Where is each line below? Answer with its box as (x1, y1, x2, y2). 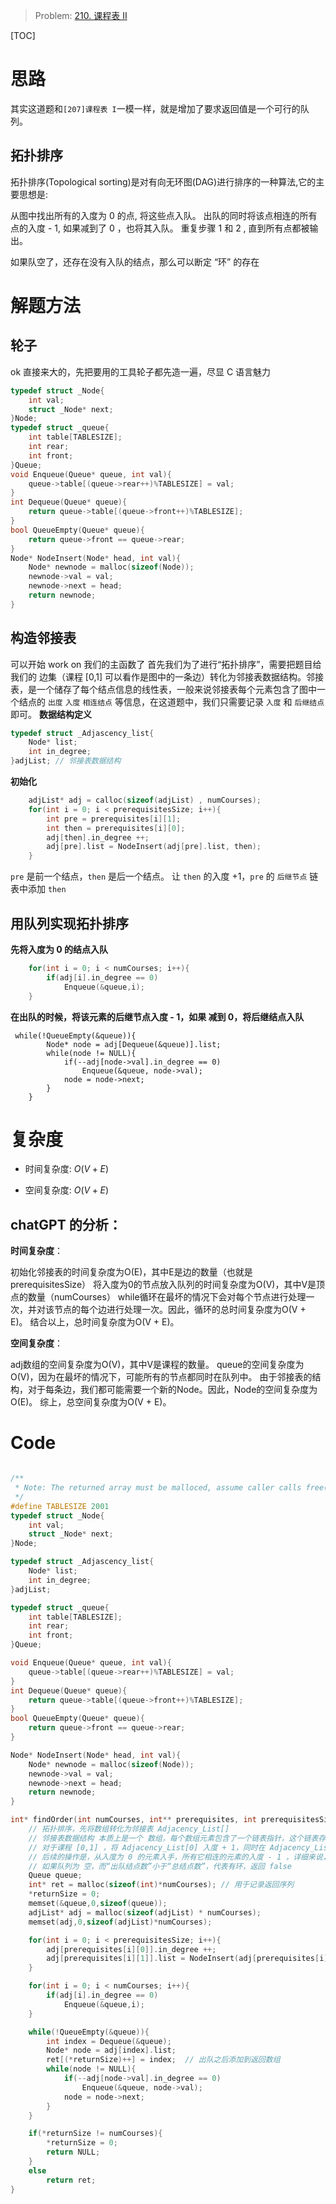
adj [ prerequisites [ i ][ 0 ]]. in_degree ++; (46, 1944, 217, 1954)
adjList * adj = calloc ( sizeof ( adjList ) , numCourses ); (28, 795, 262, 806)
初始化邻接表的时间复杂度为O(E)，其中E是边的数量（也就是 (10, 1266, 253, 1278)
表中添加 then (10, 883, 67, 895)
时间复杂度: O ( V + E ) (24, 1163, 110, 1175)
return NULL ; (46, 2147, 101, 2158)
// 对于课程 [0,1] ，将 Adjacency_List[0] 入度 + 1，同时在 (28, 1842, 266, 1853)
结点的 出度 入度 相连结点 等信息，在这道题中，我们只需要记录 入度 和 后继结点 (18, 695, 325, 708)
